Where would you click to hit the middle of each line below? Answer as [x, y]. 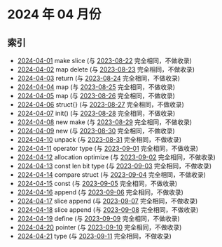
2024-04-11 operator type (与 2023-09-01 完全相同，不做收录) [107, 148]
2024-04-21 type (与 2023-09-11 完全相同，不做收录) [94, 236]
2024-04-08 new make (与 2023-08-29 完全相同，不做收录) [105, 122]
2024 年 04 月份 [54, 14]
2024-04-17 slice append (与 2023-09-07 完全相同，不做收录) [107, 201]
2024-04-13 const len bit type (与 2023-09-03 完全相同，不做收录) [115, 166]
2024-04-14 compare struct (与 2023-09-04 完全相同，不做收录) [112, 175]
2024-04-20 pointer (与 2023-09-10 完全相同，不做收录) [99, 227]
